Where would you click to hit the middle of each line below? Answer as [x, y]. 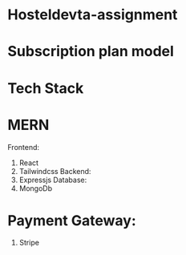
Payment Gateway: [72, 220]
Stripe [29, 243]
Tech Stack [46, 88]
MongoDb [36, 188]
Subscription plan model [91, 52]
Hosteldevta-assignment [93, 15]
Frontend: [24, 147]
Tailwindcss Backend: [55, 171]
